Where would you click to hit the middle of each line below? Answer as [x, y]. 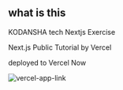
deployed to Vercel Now [47, 62]
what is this [37, 13]
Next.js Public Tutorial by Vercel [60, 47]
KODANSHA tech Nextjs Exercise [62, 32]
